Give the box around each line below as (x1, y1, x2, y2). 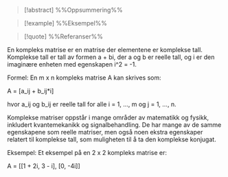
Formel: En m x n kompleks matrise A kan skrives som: (7, 73, 161, 82)
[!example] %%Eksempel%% (23, 19, 108, 27)
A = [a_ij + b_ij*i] (7, 87, 54, 95)
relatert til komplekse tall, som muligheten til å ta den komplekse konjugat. (7, 135, 216, 143)
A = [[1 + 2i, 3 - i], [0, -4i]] (7, 162, 80, 170)
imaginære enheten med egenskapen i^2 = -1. (7, 60, 137, 68)
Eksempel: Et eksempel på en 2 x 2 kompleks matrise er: (7, 149, 167, 156)
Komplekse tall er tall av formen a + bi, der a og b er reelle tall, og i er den (7, 53, 215, 61)
